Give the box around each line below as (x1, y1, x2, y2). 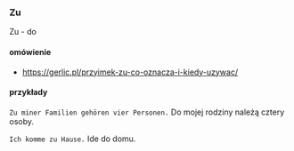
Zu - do (9, 27, 37, 37)
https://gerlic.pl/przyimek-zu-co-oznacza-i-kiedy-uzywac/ (21, 67, 239, 77)
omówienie (9, 46, 52, 57)
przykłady (9, 87, 48, 98)
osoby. (9, 115, 34, 126)
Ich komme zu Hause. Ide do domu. (9, 133, 136, 144)
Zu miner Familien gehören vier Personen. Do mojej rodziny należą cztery (9, 107, 285, 117)
